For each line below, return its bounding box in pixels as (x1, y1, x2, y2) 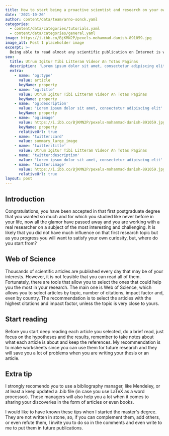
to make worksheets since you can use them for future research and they (5, 344, 157, 350)
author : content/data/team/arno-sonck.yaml (5, 17, 98, 22)
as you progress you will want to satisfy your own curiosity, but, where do (5, 235, 158, 241)
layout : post (5, 176, 33, 181)
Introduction (5, 195, 45, 203)
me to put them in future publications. (5, 425, 83, 431)
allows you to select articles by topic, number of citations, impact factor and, (5, 289, 164, 295)
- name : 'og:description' (14, 101, 69, 106)
